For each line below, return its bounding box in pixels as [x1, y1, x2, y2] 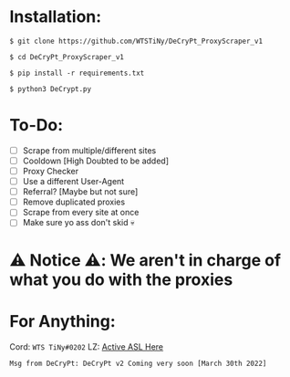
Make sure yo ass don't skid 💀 [22, 217, 135, 228]
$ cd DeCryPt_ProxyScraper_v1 [9, 52, 125, 61]
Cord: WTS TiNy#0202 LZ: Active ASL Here [9, 340, 164, 352]
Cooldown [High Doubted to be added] [22, 155, 170, 166]
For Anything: [9, 310, 116, 331]
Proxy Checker [22, 166, 79, 176]
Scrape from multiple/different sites [22, 144, 157, 156]
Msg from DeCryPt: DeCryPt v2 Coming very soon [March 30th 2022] [9, 359, 267, 368]
